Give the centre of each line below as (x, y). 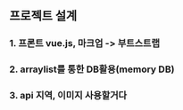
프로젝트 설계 (43, 16)
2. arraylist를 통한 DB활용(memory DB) (92, 69)
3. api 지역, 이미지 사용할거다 (68, 96)
